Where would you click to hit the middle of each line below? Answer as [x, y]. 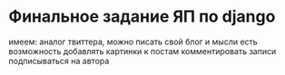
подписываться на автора [59, 61]
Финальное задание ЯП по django [142, 17]
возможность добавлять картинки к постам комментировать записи [142, 51]
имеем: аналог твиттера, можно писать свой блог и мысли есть [133, 42]
